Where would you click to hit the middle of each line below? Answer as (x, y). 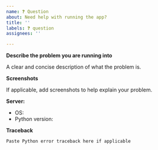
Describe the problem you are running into (59, 56)
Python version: (34, 119)
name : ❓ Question (28, 12)
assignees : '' (24, 34)
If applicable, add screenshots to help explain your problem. (79, 90)
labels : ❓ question (30, 28)
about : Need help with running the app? (57, 17)
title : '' (18, 22)
